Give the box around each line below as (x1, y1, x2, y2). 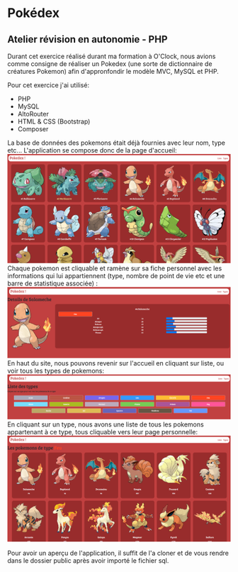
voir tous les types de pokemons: (7, 366, 105, 375)
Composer (17, 125, 49, 133)
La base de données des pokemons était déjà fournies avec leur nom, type (7, 138, 225, 147)
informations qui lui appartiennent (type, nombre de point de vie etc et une (7, 271, 225, 280)
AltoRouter (17, 110, 50, 118)
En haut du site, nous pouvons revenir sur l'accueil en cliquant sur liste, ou (7, 358, 225, 367)
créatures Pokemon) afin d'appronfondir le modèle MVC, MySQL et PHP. (7, 67, 220, 75)
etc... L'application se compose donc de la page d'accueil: (7, 146, 177, 154)
